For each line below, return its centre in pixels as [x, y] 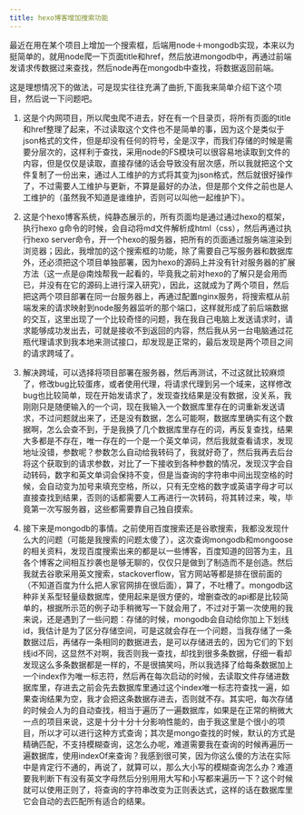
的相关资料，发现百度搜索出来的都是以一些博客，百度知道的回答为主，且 [157, 550]
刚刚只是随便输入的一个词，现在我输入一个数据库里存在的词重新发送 [150, 407]
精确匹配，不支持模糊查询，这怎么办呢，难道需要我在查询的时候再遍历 [154, 744]
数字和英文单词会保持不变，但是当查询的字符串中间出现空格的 [170, 475]
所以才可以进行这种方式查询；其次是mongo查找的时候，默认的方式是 [167, 732]
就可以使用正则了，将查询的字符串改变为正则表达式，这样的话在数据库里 [157, 790]
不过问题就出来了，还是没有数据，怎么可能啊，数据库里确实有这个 [162, 418]
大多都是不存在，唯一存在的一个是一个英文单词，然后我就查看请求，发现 [157, 440]
